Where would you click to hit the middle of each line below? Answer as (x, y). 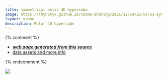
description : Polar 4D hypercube (40, 23)
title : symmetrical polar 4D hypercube (46, 10)
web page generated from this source (52, 47)
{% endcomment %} (26, 62)
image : (12, 14)
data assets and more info (39, 52)
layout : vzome (20, 19)
